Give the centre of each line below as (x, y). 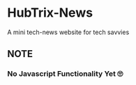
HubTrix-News (50, 13)
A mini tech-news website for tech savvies (68, 32)
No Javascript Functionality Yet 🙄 (65, 74)
